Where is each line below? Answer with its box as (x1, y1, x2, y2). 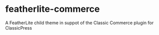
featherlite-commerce (5, 3, 100, 15)
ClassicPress (5, 25, 32, 31)
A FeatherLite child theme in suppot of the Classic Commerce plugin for (5, 20, 154, 26)
